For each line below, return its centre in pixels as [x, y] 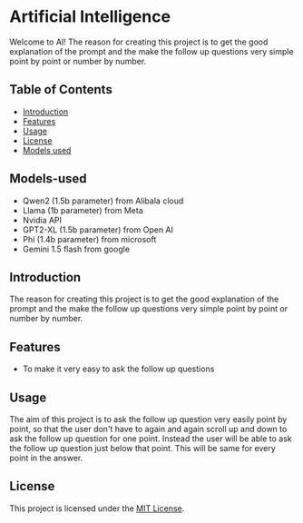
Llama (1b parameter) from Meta [83, 210]
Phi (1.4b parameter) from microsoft [89, 239]
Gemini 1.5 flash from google [76, 249]
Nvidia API [42, 220]
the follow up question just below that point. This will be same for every [143, 448]
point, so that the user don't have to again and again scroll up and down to [148, 429]
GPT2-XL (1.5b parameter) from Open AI [98, 230]
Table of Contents [61, 89]
